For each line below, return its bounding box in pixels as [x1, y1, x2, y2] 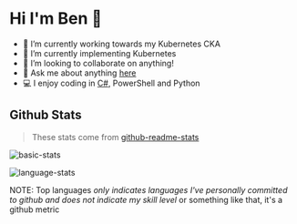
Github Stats [9, 107, 82, 123]
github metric [9, 204, 60, 215]
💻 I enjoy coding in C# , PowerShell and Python [22, 77, 200, 88]
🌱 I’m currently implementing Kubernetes [22, 47, 177, 58]
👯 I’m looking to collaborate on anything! [22, 57, 175, 68]
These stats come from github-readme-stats [31, 131, 200, 142]
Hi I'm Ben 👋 [9, 8, 103, 29]
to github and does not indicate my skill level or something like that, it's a [9, 194, 283, 205]
